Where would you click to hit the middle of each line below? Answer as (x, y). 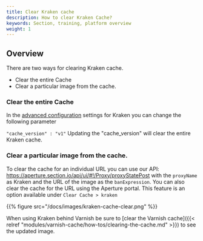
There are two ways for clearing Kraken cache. (65, 68)
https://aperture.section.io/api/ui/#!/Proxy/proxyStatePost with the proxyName (102, 175)
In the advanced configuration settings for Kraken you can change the (94, 115)
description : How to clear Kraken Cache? (59, 18)
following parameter (31, 121)
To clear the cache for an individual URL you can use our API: (83, 169)
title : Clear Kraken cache (40, 12)
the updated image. (31, 231)
